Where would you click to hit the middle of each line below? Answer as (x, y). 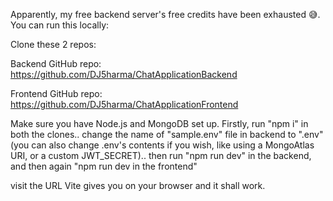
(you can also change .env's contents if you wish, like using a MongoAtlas (162, 145)
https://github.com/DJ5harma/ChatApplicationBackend (124, 74)
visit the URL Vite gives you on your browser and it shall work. (138, 185)
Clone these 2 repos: (53, 44)
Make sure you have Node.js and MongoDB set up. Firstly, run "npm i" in (159, 123)
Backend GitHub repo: (56, 63)
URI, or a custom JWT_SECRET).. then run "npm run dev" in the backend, (161, 155)
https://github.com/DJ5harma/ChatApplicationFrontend (124, 104)
